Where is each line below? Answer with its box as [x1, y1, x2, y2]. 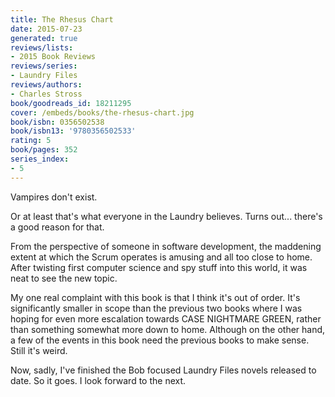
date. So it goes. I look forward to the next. [10, 374, 187, 386]
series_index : [10, 154, 70, 164]
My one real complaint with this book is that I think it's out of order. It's [10, 291, 301, 303]
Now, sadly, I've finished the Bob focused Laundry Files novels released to [10, 364, 317, 376]
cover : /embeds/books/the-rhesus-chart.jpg [10, 107, 195, 118]
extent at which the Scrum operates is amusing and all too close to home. [10, 251, 313, 263]
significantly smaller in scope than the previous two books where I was [10, 302, 303, 314]
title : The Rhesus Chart [10, 14, 114, 25]
